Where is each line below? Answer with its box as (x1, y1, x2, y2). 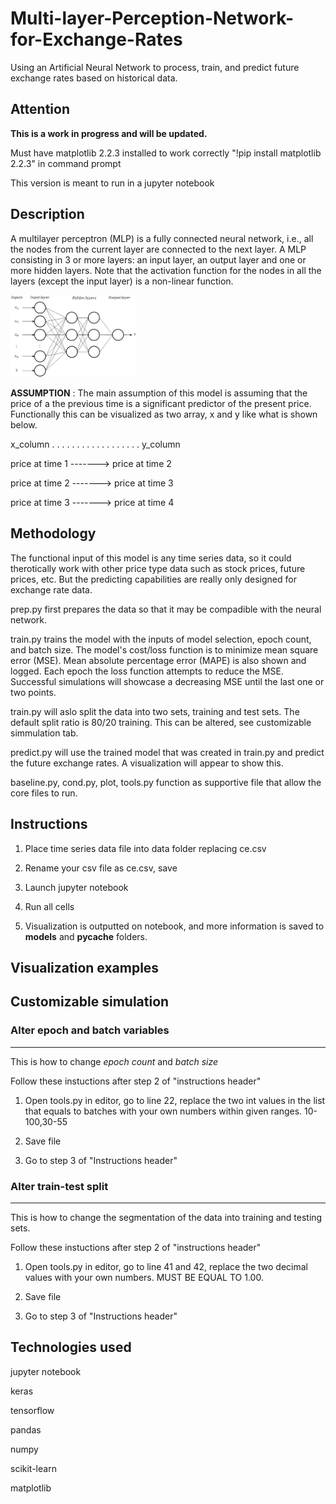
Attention (10, 101, 70, 118)
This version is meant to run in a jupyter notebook (10, 177, 215, 189)
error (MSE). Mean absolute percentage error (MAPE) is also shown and (10, 654, 307, 666)
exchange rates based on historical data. (10, 72, 178, 84)
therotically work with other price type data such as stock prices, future (10, 562, 306, 574)
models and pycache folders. (24, 930, 148, 942)
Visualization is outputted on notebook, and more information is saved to (24, 920, 325, 932)
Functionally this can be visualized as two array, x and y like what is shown (10, 408, 318, 420)
